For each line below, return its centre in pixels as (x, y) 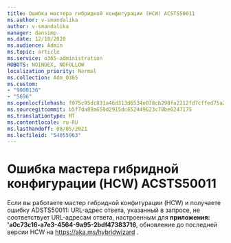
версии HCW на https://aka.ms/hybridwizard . (73, 232)
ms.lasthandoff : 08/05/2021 (47, 129)
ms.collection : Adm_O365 (43, 77)
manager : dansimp (32, 33)
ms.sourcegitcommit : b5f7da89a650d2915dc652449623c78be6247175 (100, 109)
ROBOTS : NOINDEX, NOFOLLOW (46, 65)
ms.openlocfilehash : (37, 103)
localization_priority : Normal (52, 71)
